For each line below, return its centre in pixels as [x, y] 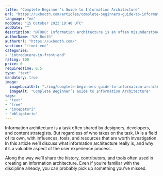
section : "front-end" [27, 46]
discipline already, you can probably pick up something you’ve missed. [76, 168]
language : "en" [20, 19]
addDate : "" [17, 28]
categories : [17, 50]
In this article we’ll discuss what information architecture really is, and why [79, 143]
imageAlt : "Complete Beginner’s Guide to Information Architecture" [80, 91]
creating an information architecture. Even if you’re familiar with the [72, 163]
